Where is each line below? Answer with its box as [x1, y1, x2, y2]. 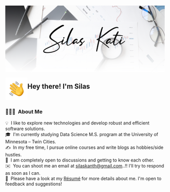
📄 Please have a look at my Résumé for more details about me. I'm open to [5, 175, 162, 181]
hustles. [5, 151, 22, 157]
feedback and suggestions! [5, 181, 62, 187]
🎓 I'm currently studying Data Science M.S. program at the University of [5, 131, 158, 137]
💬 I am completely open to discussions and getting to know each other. [5, 157, 154, 163]
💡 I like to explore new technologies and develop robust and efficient [5, 120, 150, 126]
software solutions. [5, 125, 46, 132]
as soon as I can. [5, 170, 40, 176]
